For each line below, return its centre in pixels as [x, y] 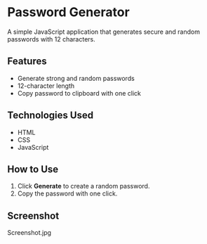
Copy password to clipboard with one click [79, 93]
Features [27, 62]
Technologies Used [50, 116]
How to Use [33, 169]
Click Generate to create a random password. [84, 186]
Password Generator [68, 12]
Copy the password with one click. [67, 193]
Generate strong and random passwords [76, 78]
